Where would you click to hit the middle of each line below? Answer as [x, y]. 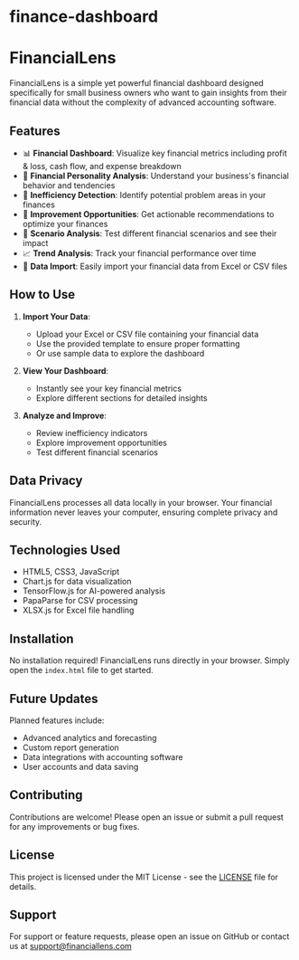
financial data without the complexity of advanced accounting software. [143, 102]
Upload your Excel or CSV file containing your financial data [147, 334]
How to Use [42, 295]
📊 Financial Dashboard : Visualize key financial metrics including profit [154, 153]
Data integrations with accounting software [103, 757]
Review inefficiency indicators [92, 432]
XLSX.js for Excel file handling [78, 610]
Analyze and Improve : [64, 415]
